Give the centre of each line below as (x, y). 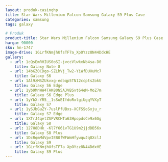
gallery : (15, 57)
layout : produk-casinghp (32, 10)
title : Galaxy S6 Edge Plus (44, 95)
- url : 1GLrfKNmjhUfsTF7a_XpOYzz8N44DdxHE (56, 147)
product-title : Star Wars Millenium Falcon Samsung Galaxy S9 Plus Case (84, 38)
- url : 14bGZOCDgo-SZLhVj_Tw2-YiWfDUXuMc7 (56, 71)
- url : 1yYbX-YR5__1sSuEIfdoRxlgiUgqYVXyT (56, 100)
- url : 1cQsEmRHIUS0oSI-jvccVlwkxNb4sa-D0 (56, 62)
